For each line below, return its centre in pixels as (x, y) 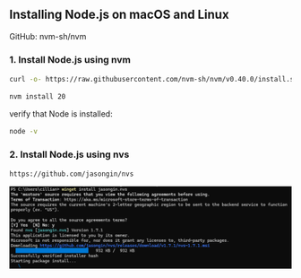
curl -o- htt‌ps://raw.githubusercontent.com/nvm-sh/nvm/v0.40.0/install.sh (154, 80)
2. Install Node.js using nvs (69, 154)
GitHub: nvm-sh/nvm (48, 36)
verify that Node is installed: (61, 113)
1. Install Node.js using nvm (70, 59)
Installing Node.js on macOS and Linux (120, 15)
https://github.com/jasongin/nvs (72, 174)
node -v (24, 131)
